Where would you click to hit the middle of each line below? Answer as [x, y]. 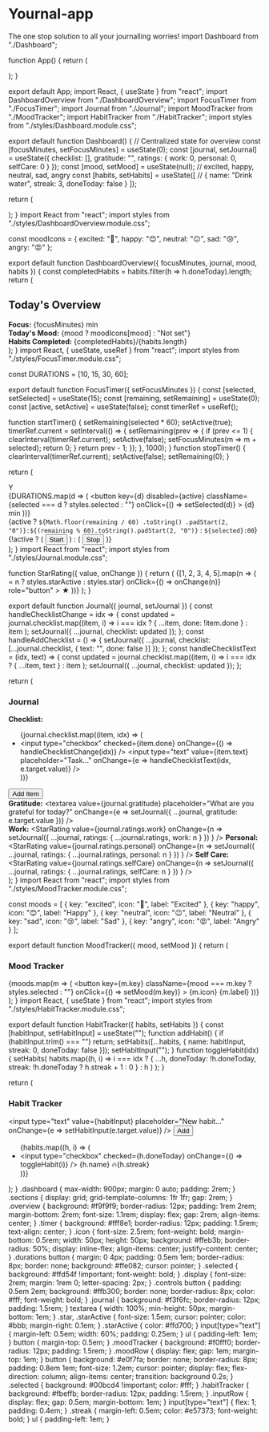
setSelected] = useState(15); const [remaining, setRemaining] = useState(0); [134, 398]
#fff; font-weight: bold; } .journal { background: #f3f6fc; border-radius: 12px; [134, 1300]
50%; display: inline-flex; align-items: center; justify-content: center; [145, 1248]
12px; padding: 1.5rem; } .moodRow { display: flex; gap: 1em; [132, 1351]
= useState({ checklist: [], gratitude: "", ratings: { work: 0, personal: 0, [123, 158]
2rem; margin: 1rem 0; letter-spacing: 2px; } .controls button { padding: [125, 1282]
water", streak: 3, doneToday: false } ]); [73, 183]
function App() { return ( [48, 60]
